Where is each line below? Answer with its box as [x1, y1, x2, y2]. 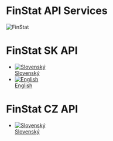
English [14, 82, 33, 89]
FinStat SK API [6, 44, 78, 57]
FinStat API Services [6, 4, 108, 18]
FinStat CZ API [6, 102, 78, 116]
